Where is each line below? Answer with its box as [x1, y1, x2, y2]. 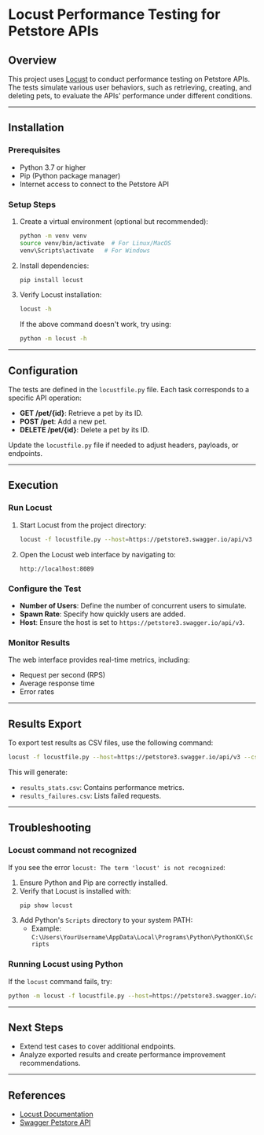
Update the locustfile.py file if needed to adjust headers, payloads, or [8, 440, 239, 450]
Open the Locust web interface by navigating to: [19, 549, 176, 559]
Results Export [8, 717, 82, 730]
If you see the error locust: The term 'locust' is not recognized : [8, 862, 225, 872]
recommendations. [19, 1059, 81, 1068]
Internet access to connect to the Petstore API [19, 179, 169, 189]
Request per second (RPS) [19, 670, 106, 680]
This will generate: [8, 767, 68, 777]
